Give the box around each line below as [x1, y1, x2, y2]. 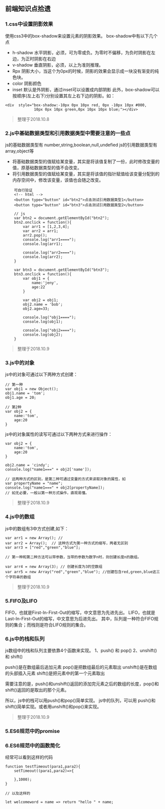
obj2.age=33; [23, 306, 50, 311]
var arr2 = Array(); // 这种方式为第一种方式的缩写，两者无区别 [5, 540, 128, 545]
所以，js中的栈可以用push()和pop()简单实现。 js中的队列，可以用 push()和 [5, 697, 156, 703]
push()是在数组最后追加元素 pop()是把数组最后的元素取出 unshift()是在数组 [5, 664, 157, 670]
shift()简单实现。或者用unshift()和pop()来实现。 [5, 704, 102, 710]
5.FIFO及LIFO [5, 597, 38, 604]
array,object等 [5, 148, 34, 154]
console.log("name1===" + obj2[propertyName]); [5, 485, 105, 490]
